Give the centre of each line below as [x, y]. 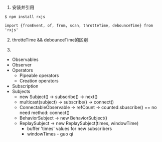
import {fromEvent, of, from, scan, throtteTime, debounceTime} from [79, 25]
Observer [22, 65]
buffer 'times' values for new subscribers [69, 128]
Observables [25, 59]
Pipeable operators [39, 75]
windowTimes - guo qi [50, 134]
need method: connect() [44, 112]
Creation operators [39, 81]
